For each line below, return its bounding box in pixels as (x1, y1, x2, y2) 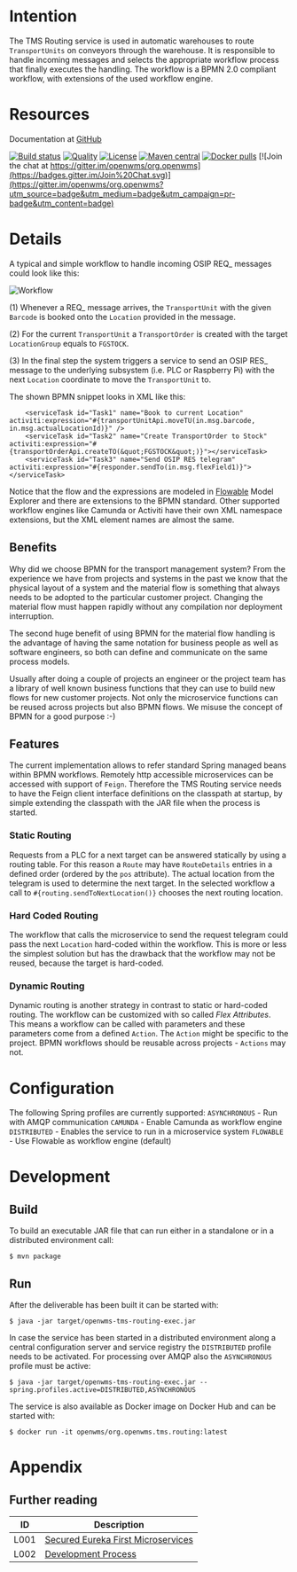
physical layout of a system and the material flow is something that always (9, 583, 281, 593)
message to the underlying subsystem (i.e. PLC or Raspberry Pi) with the (9, 364, 275, 375)
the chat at (9, 160, 49, 170)
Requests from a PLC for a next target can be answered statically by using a (9, 849, 286, 860)
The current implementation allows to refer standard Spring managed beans (9, 760, 286, 770)
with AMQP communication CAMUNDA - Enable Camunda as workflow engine (9, 1117, 283, 1128)
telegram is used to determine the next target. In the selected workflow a (9, 878, 276, 888)
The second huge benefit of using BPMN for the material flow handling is (9, 628, 276, 638)
